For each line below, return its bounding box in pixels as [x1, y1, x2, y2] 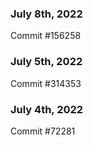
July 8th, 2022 [10, 7, 83, 21]
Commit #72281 [10, 125, 76, 137]
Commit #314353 [10, 77, 82, 89]
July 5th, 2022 [10, 55, 83, 69]
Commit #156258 [10, 30, 82, 42]
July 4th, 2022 [10, 102, 84, 116]
